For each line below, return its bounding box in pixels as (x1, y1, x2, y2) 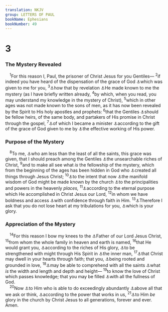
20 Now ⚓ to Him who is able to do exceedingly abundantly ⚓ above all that (10, 284, 162, 291)
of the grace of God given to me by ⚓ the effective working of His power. (5, 125, 155, 131)
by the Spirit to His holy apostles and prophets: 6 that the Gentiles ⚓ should (5, 108, 159, 115)
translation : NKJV (5, 7, 44, 13)
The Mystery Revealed (5, 61, 62, 68)
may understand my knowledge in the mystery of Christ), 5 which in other (5, 96, 156, 103)
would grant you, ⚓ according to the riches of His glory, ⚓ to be (5, 245, 135, 251)
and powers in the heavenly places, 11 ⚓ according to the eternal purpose (5, 184, 154, 191)
